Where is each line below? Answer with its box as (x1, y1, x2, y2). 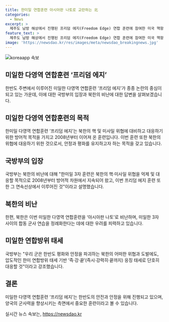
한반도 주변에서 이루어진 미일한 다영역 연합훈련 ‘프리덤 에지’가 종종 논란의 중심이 (5, 85, 162, 91)
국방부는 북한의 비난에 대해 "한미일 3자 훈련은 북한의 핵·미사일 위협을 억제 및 (5, 171, 155, 177)
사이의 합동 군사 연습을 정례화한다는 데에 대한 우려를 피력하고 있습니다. (5, 220, 143, 226)
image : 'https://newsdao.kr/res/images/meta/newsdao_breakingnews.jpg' (5, 40, 158, 45)
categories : (5, 12, 30, 17)
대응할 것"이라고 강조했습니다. (5, 263, 64, 269)
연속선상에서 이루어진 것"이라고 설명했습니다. (16, 184, 104, 190)
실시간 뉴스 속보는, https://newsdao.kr (5, 310, 82, 317)
